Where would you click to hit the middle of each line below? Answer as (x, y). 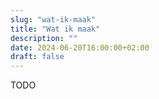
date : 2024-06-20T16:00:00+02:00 (80, 47)
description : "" (44, 38)
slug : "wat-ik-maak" (53, 19)
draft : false (37, 57)
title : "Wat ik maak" (55, 29)
